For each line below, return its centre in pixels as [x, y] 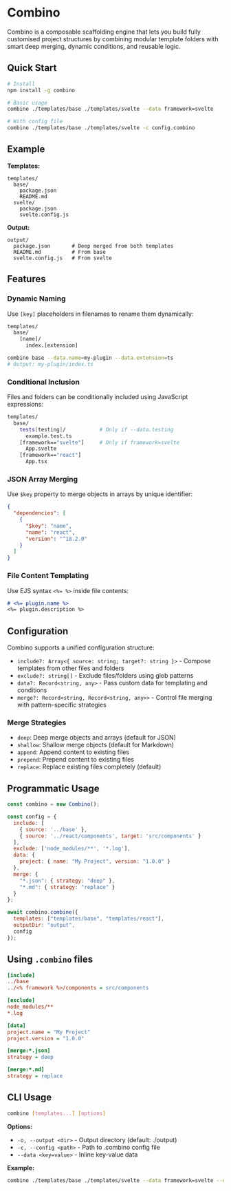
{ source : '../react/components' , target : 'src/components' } [110, 836]
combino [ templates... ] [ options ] [57, 1113]
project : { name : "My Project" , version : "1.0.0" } [95, 861]
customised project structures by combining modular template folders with [113, 39]
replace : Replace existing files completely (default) [89, 767]
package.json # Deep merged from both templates [93, 246]
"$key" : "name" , [48, 526]
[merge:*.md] [26, 1070]
